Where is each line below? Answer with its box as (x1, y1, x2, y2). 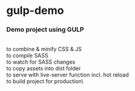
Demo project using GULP (6, 25, 84, 34)
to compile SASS (6, 52, 49, 59)
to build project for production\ (6, 78, 84, 85)
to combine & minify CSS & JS (6, 45, 82, 53)
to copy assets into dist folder (6, 65, 81, 72)
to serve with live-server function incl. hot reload (6, 71, 130, 79)
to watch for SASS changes (6, 58, 76, 66)
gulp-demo (6, 4, 64, 18)
